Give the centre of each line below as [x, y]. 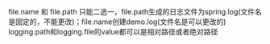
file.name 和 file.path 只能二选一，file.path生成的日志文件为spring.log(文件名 [135, 12]
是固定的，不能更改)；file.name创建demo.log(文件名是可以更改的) [117, 22]
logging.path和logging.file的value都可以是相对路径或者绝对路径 [113, 32]
